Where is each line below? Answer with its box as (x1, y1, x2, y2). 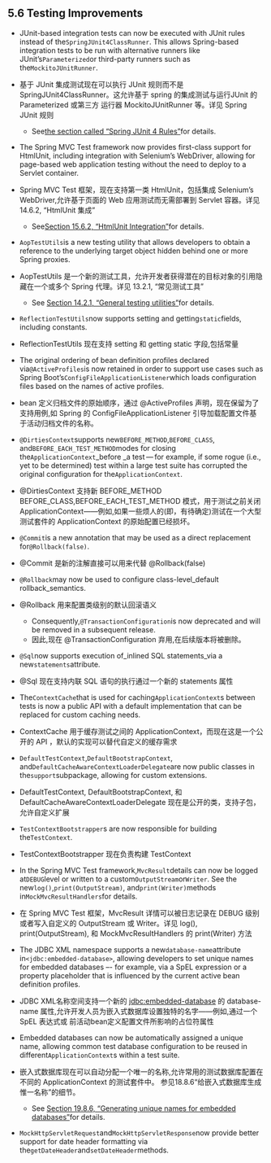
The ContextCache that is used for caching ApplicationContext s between (19, 692, 256, 702)
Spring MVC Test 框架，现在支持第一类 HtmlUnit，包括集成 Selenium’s (19, 185, 254, 195)
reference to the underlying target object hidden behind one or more (19, 246, 248, 256)
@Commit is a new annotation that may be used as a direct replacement (19, 532, 251, 542)
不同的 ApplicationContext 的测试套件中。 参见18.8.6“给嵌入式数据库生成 (19, 1077, 262, 1086)
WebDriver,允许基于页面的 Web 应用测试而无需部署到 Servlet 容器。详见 (19, 195, 260, 204)
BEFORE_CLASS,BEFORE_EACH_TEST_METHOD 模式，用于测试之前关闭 (19, 496, 261, 505)
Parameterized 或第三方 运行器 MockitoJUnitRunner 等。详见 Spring (19, 99, 247, 109)
